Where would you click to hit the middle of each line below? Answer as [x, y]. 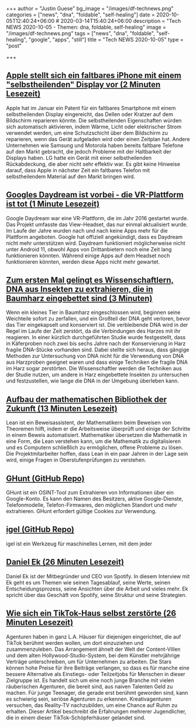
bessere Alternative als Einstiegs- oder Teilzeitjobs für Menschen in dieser [96, 674]
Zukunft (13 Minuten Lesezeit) [62, 409]
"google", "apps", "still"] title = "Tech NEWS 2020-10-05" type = [106, 40]
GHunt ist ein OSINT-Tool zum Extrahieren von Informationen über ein [90, 493]
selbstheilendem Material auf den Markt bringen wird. [71, 176]
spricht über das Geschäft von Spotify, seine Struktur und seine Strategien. [97, 595]
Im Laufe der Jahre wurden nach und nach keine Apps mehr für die [87, 230]
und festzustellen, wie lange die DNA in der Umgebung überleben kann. [93, 381]
